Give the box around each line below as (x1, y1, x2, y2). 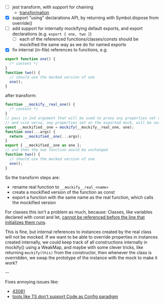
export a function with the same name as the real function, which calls (12, 194, 154, 200)
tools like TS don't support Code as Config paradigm (12, 293, 119, 299)
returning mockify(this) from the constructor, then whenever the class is (5, 249, 152, 255)
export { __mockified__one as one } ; (5, 143, 82, 148)
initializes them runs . (5, 219, 47, 225)
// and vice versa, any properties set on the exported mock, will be (5, 120, 152, 125)
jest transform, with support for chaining (12, 4, 94, 10)
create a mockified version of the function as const (12, 189, 115, 195)
